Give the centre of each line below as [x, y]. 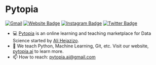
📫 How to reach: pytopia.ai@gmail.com [54, 57]
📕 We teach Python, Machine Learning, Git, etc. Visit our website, [81, 46]
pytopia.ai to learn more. [38, 51]
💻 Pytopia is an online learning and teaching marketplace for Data [82, 33]
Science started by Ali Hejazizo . [46, 40]
